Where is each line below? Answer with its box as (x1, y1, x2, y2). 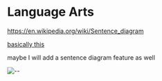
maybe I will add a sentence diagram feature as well (7, 53, 156, 62)
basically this (7, 40, 45, 48)
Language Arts (7, 4, 95, 20)
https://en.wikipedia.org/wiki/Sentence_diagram (7, 27, 144, 35)
